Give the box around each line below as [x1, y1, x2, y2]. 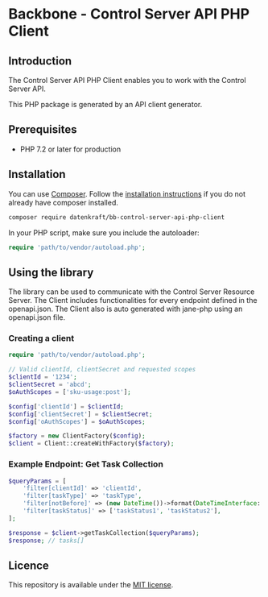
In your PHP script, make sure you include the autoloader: [8, 227, 200, 238]
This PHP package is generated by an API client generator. [8, 100, 203, 109]
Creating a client [8, 333, 75, 344]
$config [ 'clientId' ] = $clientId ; [8, 402, 125, 411]
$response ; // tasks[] [8, 537, 85, 545]
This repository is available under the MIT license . [8, 580, 174, 590]
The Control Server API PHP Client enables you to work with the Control [8, 76, 247, 85]
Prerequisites [8, 122, 77, 137]
